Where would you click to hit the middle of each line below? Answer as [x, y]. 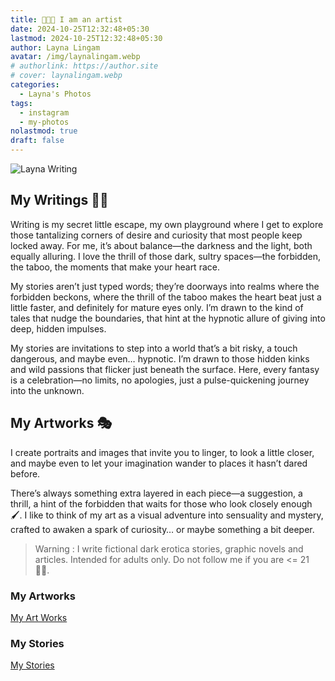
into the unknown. [47, 390]
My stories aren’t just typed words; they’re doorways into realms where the [165, 286]
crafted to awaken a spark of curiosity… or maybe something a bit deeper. [162, 529]
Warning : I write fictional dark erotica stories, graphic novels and [169, 548]
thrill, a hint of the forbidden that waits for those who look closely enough [161, 503]
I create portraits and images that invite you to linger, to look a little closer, [162, 452]
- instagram [44, 112]
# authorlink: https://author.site [84, 66]
